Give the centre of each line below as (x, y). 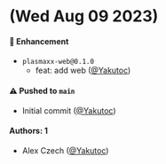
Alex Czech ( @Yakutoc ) (65, 150)
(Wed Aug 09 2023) (84, 16)
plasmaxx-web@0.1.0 (58, 62)
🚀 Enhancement (39, 41)
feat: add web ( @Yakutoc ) (83, 70)
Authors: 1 (29, 131)
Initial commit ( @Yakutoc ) (69, 110)
